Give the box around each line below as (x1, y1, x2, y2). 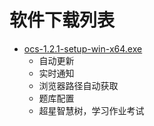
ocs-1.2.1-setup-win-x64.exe (23, 42, 143, 55)
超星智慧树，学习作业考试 (38, 104, 145, 116)
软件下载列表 (9, 9, 116, 32)
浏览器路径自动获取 (38, 79, 119, 91)
